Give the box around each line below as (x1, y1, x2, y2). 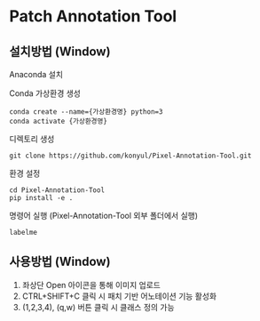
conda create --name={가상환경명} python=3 (9, 108, 163, 116)
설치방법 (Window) (9, 44, 111, 59)
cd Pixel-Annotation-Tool (9, 186, 105, 195)
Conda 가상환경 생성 (9, 88, 82, 99)
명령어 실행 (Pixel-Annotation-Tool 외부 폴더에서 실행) (9, 211, 198, 221)
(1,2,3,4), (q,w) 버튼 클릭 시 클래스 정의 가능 (21, 301, 175, 312)
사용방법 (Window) (9, 254, 111, 269)
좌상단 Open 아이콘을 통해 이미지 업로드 (21, 279, 162, 290)
